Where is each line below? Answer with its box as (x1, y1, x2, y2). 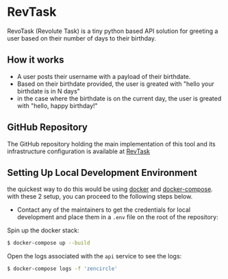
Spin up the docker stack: (7, 226, 80, 234)
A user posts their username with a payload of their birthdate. (16, 72, 191, 80)
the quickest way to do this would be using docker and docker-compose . (7, 185, 214, 193)
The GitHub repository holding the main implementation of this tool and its (7, 139, 216, 148)
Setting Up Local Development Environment (7, 166, 197, 179)
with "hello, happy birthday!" (16, 101, 98, 110)
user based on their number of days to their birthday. (7, 34, 156, 42)
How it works (7, 54, 64, 66)
